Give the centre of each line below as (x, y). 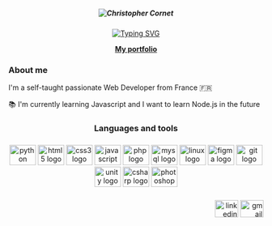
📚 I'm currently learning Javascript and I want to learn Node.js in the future (134, 104)
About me (28, 70)
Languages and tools (136, 129)
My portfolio (136, 49)
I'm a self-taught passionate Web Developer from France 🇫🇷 (110, 87)
